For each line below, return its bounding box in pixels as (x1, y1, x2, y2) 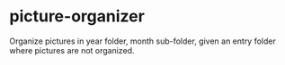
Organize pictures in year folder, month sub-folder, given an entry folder (9, 36, 276, 46)
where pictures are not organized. (9, 45, 135, 55)
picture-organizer (9, 6, 146, 27)
